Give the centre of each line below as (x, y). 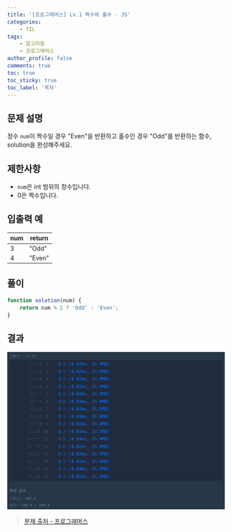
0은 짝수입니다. (38, 195)
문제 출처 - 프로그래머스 (56, 522)
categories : (24, 22)
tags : (15, 37)
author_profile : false (40, 59)
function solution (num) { (44, 301)
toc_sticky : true (32, 80)
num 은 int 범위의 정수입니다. (54, 186)
